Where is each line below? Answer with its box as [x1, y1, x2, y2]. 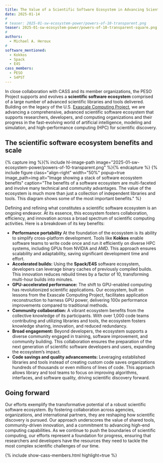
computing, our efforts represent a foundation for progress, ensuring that [5, 433, 151, 439]
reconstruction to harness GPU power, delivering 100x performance [12, 297, 147, 303]
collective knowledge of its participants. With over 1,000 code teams [12, 313, 149, 318]
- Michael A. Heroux [9, 39, 51, 44]
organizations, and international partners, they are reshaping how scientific [5, 412, 155, 418]
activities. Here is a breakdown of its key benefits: [5, 220, 105, 226]
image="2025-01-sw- [96, 159, 140, 165]
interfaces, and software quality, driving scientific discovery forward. [12, 374, 150, 380]
